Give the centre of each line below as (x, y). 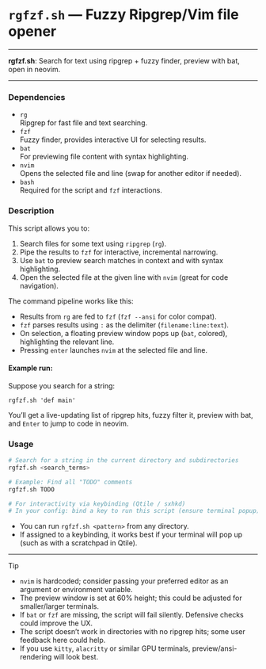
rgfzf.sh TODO (32, 489)
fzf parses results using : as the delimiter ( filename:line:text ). (124, 325)
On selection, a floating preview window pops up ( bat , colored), (123, 333)
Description (31, 211)
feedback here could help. (63, 640)
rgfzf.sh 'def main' (42, 400)
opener (32, 31)
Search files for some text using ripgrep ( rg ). (93, 243)
